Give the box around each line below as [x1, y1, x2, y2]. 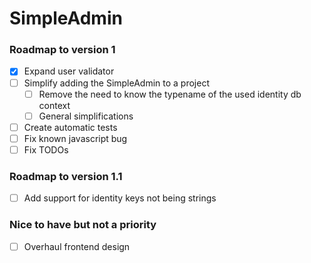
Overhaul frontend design [23, 240, 131, 252]
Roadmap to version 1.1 [9, 169, 123, 183]
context [38, 99, 71, 111]
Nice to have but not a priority [9, 218, 157, 232]
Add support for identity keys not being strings [23, 192, 217, 204]
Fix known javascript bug [23, 132, 128, 144]
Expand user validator [23, 65, 115, 77]
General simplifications [38, 110, 134, 122]
